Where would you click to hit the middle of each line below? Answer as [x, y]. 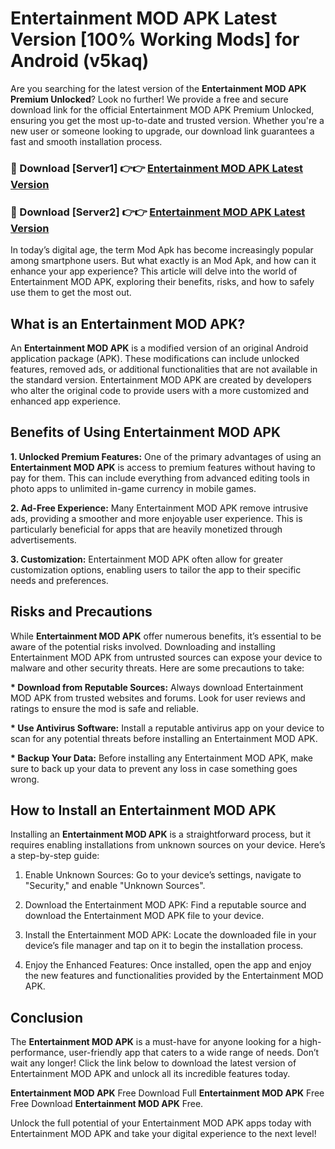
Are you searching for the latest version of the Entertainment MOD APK [158, 88]
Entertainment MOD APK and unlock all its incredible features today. [150, 1074]
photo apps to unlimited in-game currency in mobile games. [133, 488]
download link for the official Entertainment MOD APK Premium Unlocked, [162, 109]
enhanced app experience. [66, 401]
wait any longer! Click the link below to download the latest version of [153, 1063]
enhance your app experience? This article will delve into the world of [154, 271]
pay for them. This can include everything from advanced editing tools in [160, 478]
